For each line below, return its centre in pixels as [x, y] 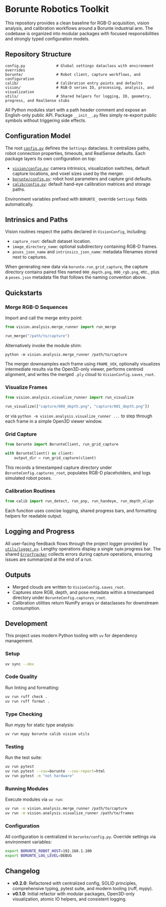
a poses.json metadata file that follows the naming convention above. [76, 277]
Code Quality [21, 677]
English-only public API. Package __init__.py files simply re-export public [81, 115]
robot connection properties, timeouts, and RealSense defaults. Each [75, 153]
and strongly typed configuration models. [48, 39]
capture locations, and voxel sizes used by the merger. [68, 173]
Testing [14, 747]
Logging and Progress [40, 532]
